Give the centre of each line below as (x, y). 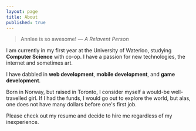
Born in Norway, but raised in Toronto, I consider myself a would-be (88, 92)
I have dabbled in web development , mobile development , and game (91, 75)
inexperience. (23, 122)
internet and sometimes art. (40, 63)
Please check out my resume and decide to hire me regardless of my (89, 116)
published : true (26, 22)
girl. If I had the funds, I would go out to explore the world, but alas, (109, 98)
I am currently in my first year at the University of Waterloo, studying (89, 51)
